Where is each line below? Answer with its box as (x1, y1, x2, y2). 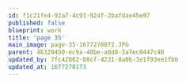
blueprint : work (8, 26, 62, 34)
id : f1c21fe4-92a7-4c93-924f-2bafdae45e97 (8, 11, 150, 20)
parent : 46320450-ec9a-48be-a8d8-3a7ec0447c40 (8, 48, 165, 56)
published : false (8, 19, 66, 27)
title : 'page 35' (8, 33, 66, 42)
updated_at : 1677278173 (8, 63, 87, 71)
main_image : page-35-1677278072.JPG (8, 41, 129, 49)
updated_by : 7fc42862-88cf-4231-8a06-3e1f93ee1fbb (8, 56, 179, 64)
